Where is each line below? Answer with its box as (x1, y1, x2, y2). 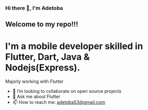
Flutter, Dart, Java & (5, 51, 90, 63)
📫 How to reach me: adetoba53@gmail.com (12, 99, 106, 105)
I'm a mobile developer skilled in (5, 40, 143, 52)
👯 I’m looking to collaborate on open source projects (12, 88, 122, 94)
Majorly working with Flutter (5, 78, 64, 85)
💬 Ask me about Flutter (12, 93, 61, 100)
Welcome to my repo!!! (5, 20, 78, 29)
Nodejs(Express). (5, 62, 80, 73)
